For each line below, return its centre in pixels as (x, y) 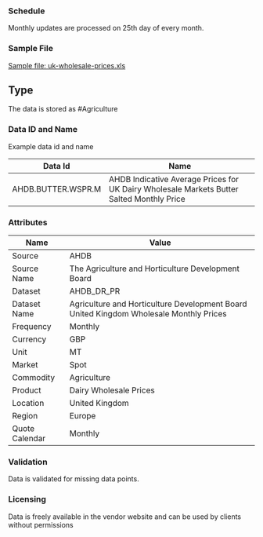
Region (25, 416)
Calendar (29, 438)
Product (27, 390)
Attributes (28, 222)
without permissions (41, 524)
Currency (29, 339)
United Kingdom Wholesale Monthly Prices (148, 314)
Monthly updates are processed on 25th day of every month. (106, 28)
